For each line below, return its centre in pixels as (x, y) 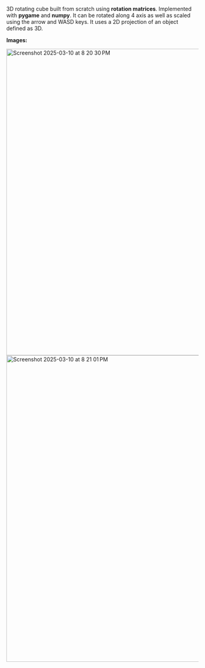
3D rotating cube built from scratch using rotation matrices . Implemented (99, 9)
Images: (17, 40)
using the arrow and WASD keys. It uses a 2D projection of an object (92, 22)
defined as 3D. (25, 28)
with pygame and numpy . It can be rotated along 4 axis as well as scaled (99, 15)
